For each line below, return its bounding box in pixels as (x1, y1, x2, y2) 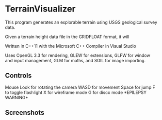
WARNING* (5, 94, 29, 100)
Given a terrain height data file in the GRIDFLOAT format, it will (5, 34, 130, 40)
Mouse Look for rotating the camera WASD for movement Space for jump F (5, 84, 155, 90)
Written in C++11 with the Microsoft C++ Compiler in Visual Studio (5, 43, 137, 49)
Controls (5, 71, 32, 80)
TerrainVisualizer (5, 3, 76, 14)
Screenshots (5, 108, 45, 117)
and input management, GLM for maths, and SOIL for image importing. (5, 57, 146, 63)
